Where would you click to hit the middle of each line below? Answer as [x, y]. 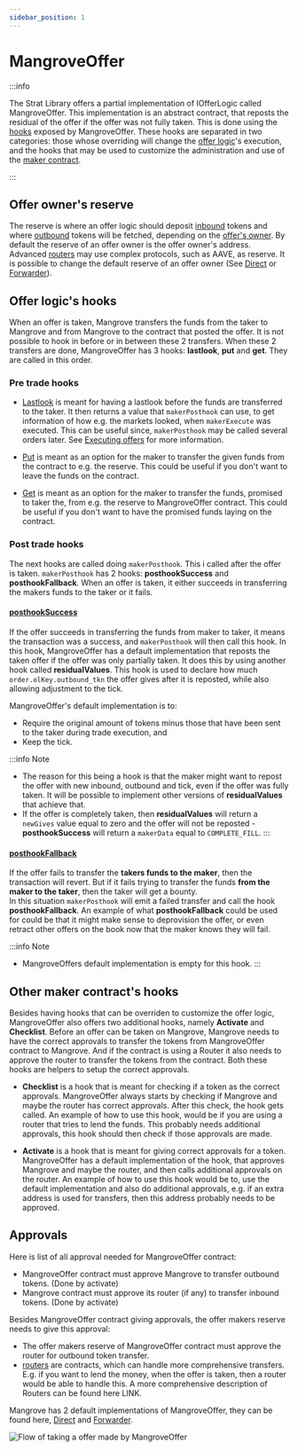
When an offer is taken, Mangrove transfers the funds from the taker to [139, 322]
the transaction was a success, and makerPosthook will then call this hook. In [148, 641]
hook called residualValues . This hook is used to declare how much [133, 670]
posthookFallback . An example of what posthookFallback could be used [143, 911]
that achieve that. [54, 804]
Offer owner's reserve [72, 204]
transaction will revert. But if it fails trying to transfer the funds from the [140, 882]
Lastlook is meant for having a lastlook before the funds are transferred [152, 402]
